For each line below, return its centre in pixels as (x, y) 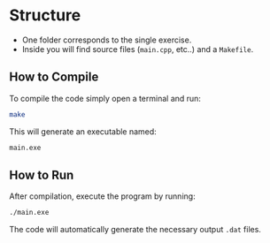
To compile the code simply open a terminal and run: (105, 98)
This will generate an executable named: (83, 131)
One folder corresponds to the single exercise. (107, 40)
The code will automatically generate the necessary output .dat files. (135, 230)
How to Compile (54, 77)
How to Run (42, 175)
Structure (45, 15)
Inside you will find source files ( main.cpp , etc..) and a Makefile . (138, 49)
